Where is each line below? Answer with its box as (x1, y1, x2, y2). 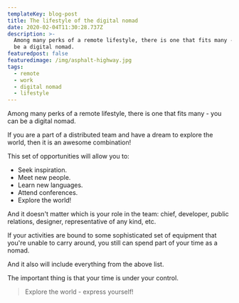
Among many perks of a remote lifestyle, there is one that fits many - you (7, 110, 222, 118)
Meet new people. (17, 174, 71, 182)
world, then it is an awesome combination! (7, 138, 132, 147)
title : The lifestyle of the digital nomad (7, 17, 139, 24)
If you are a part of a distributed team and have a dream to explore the (7, 131, 213, 139)
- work (14, 76, 33, 84)
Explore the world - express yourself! (24, 287, 134, 296)
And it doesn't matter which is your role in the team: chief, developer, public (7, 210, 229, 218)
